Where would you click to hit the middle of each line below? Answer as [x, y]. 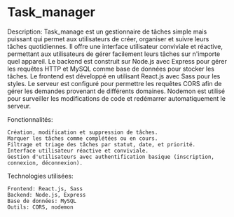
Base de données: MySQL [42, 201]
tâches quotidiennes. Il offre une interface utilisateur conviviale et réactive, [115, 46]
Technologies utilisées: [40, 176]
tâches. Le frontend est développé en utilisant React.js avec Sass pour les [114, 76]
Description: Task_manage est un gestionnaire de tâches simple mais [107, 31]
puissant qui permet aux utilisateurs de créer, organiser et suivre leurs [108, 38]
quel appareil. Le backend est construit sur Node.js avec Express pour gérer [117, 61]
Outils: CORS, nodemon [40, 207]
